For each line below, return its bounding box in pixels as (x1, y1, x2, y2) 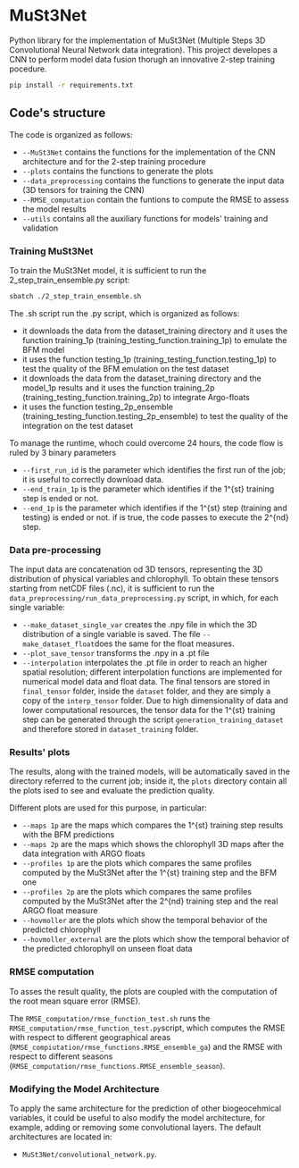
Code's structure (9, 105, 106, 121)
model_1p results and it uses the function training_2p (21, 382, 215, 393)
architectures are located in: (9, 1131, 113, 1142)
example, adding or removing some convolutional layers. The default (9, 1122, 262, 1132)
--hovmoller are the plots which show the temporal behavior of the (21, 915, 268, 926)
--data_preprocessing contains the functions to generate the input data (21, 175, 285, 186)
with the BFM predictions (21, 829, 115, 840)
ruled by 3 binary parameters (9, 447, 117, 458)
